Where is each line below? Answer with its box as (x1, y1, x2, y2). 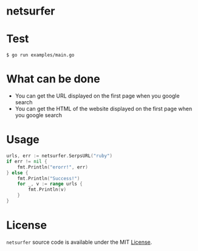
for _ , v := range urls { (17, 181, 83, 187)
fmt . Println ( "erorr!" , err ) (17, 164, 88, 170)
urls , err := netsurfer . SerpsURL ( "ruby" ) (6, 153, 113, 159)
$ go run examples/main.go (6, 52, 75, 58)
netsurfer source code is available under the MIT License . (6, 238, 152, 246)
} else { (6, 170, 29, 176)
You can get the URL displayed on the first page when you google (15, 92, 180, 99)
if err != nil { (6, 158, 47, 164)
